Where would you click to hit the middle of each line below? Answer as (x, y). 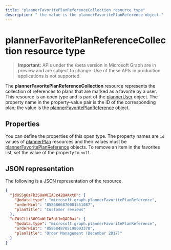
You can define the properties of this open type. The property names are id (85, 136)
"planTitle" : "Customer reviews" (50, 210)
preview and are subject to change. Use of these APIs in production (89, 71)
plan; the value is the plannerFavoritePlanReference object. (68, 108)
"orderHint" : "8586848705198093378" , (55, 228)
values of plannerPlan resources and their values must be (66, 142)
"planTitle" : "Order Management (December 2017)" (69, 233)
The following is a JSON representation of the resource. (64, 181)
